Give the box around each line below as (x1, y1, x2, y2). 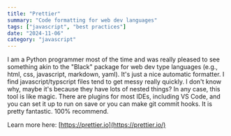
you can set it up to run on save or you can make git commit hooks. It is (7, 100, 213, 108)
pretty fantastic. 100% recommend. (7, 107, 110, 116)
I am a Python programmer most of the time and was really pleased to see (7, 55, 220, 63)
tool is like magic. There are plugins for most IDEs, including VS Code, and (7, 92, 221, 101)
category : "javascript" (7, 36, 77, 43)
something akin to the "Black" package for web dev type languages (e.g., (7, 63, 218, 71)
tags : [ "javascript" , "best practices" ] (7, 23, 127, 30)
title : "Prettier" (7, 10, 61, 17)
